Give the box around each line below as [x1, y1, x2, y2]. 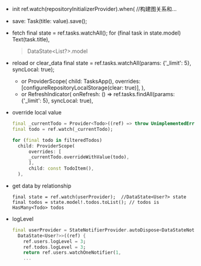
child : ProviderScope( [18, 142, 75, 149]
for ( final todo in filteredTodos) [12, 137, 103, 143]
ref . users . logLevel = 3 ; [23, 238, 86, 245]
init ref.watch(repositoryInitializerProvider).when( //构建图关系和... [12, 5, 177, 12]
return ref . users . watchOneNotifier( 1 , [23, 250, 121, 256]
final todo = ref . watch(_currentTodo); [12, 126, 114, 132]
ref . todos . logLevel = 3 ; [23, 244, 86, 250]
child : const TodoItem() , [28, 166, 94, 172]
